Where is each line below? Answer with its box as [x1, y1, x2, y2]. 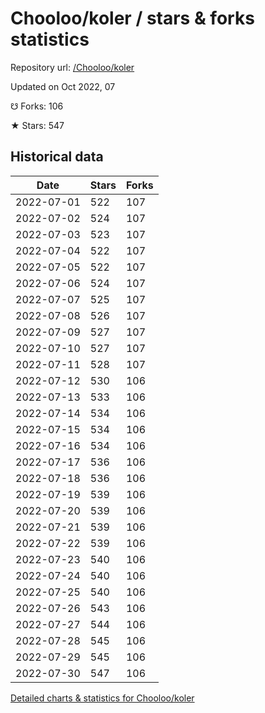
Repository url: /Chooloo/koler [10, 61, 135, 73]
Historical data [10, 148, 104, 166]
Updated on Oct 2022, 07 [10, 80, 116, 92]
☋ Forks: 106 [10, 100, 64, 112]
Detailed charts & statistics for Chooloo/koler [10, 692, 195, 704]
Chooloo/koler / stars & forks [10, 7, 255, 30]
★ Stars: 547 [10, 119, 65, 131]
